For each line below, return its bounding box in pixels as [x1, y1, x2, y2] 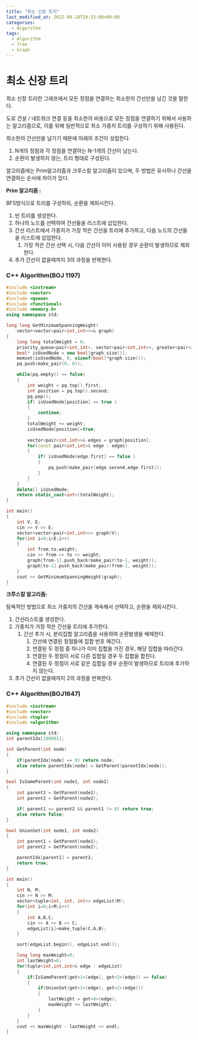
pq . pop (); [27, 393, 51, 400]
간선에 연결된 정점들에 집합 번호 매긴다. [32, 638, 123, 645]
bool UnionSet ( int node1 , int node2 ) [6, 827, 99, 834]
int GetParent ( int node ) [6, 747, 67, 752]
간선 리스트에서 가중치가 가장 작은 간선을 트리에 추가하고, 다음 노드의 [14, 226, 172, 233]
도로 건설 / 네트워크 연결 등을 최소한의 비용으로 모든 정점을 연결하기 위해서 [6, 114, 176, 121]
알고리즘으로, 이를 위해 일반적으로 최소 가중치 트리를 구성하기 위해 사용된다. [12, 122, 186, 129]
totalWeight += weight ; [27, 421, 85, 427]
